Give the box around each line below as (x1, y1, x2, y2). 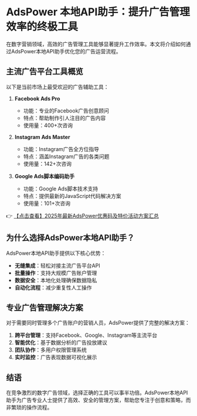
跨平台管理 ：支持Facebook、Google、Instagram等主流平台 (14, 332, 158, 339)
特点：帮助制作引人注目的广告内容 (23, 114, 106, 121)
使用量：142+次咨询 (23, 160, 72, 167)
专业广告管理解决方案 (6, 302, 83, 312)
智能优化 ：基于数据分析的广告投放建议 (14, 339, 107, 346)
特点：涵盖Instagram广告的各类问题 (23, 153, 110, 160)
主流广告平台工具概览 (6, 67, 83, 77)
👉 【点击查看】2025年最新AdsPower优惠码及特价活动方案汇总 (6, 212, 159, 219)
